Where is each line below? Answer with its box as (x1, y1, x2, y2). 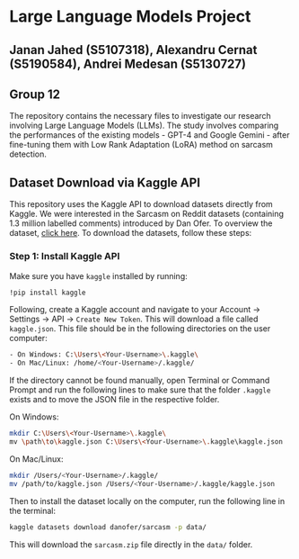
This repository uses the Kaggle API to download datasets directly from (9, 199, 274, 210)
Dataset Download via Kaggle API (9, 175, 200, 190)
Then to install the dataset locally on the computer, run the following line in (9, 495, 286, 506)
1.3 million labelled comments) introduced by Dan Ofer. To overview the (9, 218, 273, 229)
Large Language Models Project (9, 6, 251, 27)
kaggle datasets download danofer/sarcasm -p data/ (9, 522, 207, 532)
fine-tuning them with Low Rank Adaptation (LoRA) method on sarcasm (9, 140, 274, 150)
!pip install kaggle (9, 288, 87, 297)
